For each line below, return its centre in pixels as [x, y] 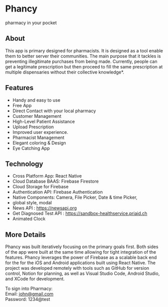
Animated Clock [29, 219]
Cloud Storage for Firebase [40, 187]
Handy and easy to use [36, 100]
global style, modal [32, 203]
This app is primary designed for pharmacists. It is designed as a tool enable [84, 50]
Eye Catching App [31, 148]
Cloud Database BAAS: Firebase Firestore [55, 181]
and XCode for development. [35, 279]
